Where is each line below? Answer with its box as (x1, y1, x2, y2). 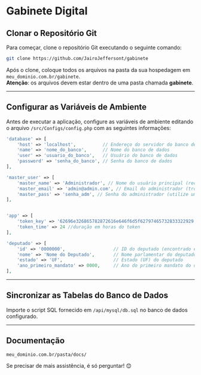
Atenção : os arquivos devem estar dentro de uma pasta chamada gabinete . (6, 79, 194, 86)
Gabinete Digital (6, 4, 88, 18)
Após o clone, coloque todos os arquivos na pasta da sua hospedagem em (6, 66, 190, 73)
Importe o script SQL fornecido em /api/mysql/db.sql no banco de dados (6, 306, 188, 313)
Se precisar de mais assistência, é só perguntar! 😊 (6, 362, 132, 369)
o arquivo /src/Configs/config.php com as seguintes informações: (6, 124, 172, 131)
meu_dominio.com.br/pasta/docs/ (6, 352, 87, 358)
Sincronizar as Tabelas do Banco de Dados (6, 291, 169, 301)
